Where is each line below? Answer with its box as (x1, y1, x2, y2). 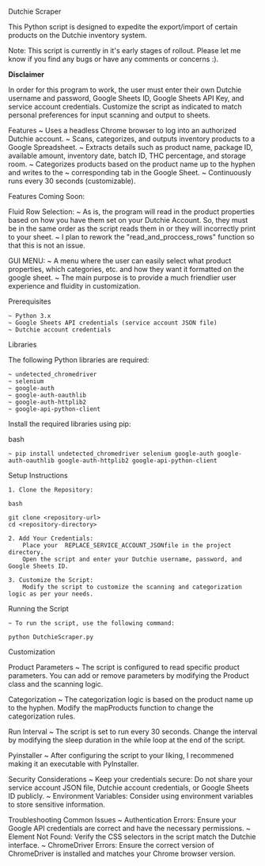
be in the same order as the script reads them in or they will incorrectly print (8, 224, 256, 233)
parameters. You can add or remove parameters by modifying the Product (8, 671, 249, 680)
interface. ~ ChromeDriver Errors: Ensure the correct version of (8, 841, 215, 849)
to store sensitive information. (8, 800, 105, 809)
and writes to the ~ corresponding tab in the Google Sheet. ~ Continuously (8, 168, 252, 177)
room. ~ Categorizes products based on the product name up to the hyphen (8, 159, 256, 169)
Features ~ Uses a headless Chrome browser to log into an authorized (8, 126, 237, 135)
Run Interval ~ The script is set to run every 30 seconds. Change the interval (8, 727, 258, 736)
